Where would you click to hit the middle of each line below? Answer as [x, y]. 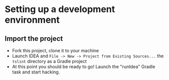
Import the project [34, 38]
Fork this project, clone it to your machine [55, 51]
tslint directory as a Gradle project [49, 61]
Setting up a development [60, 9]
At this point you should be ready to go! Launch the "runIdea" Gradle [83, 67]
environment [32, 20]
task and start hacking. [36, 72]
